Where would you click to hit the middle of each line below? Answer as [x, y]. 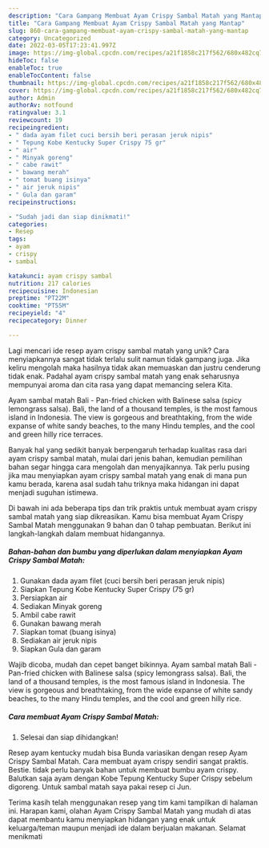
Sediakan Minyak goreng [61, 606]
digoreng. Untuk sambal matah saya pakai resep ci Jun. [100, 786]
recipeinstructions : [43, 202]
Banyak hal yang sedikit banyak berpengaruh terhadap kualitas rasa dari [127, 449]
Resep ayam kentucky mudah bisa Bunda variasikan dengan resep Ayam [128, 753]
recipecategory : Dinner [48, 321]
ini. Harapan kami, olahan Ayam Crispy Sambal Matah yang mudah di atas [130, 810]
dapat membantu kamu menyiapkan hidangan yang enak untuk [112, 819]
